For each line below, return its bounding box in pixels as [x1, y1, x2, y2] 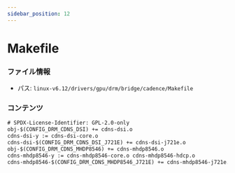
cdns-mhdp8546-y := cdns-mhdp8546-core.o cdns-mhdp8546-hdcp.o [7, 152, 196, 159]
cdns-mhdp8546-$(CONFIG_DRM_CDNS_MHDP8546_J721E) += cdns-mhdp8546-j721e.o [7, 158, 233, 165]
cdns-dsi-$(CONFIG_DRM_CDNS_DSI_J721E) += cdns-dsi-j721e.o [7, 139, 187, 146]
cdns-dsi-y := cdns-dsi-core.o [7, 132, 99, 140]
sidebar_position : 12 [7, 10, 71, 18]
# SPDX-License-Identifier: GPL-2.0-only [7, 120, 130, 127]
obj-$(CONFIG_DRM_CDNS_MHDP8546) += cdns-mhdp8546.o [7, 145, 164, 153]
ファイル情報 [7, 67, 51, 76]
